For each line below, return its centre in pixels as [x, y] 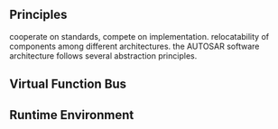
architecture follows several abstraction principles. [103, 55]
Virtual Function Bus [68, 84]
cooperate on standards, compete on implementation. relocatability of [139, 36]
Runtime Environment [72, 115]
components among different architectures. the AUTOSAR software [134, 46]
